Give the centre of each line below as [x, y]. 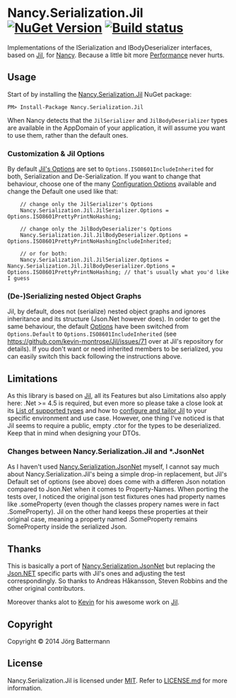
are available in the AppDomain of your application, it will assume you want [117, 128]
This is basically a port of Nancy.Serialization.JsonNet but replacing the [111, 566]
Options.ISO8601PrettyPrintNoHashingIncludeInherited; [90, 241]
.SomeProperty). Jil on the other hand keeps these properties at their [108, 512]
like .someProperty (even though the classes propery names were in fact [113, 504]
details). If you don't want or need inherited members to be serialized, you [115, 349]
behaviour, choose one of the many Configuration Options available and [112, 184]
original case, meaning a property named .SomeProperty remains [102, 519]
